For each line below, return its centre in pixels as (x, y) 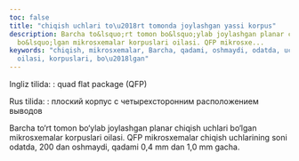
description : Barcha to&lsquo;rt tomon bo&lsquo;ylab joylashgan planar (147, 34)
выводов (26, 111)
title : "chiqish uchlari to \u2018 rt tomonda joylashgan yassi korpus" (143, 26)
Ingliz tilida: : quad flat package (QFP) (78, 84)
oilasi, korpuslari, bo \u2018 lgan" (83, 59)
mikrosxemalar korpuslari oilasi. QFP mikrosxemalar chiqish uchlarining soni (148, 137)
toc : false (29, 17)
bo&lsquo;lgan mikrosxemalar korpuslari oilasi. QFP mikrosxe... (141, 42)
